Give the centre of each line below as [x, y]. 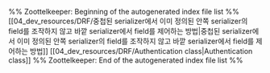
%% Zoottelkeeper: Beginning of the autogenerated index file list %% [124, 12]
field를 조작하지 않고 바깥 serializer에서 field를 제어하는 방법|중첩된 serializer [130, 31]
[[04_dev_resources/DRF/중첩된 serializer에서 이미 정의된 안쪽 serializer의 [128, 21]
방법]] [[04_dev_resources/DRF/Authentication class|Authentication [141, 51]
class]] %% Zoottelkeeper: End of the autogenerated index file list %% [126, 60]
